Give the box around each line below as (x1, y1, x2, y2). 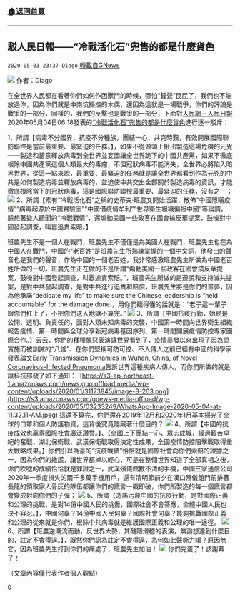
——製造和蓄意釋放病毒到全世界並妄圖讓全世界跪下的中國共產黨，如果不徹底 (7, 151, 233, 160)
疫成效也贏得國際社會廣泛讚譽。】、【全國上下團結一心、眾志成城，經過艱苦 (7, 428, 224, 437)
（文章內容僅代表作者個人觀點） (7, 569, 101, 578)
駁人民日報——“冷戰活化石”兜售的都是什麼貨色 (7, 41, 215, 53)
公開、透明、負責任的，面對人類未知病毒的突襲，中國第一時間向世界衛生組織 (7, 318, 233, 326)
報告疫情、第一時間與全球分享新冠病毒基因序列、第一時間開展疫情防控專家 (7, 327, 226, 336)
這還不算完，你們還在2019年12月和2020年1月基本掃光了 (59, 411, 224, 419)
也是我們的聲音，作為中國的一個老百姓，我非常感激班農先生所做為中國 (13, 256, 220, 264)
